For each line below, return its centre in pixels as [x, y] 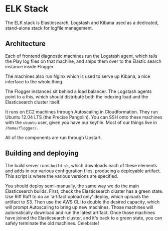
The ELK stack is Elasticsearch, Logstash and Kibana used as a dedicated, [82, 23]
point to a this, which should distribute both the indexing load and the [77, 96]
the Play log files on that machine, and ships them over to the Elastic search [83, 61]
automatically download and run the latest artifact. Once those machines [80, 212]
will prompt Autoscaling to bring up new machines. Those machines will [79, 207]
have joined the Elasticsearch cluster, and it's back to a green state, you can [84, 218]
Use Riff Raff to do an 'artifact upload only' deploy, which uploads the [77, 196]
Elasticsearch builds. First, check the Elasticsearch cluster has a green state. [84, 191]
